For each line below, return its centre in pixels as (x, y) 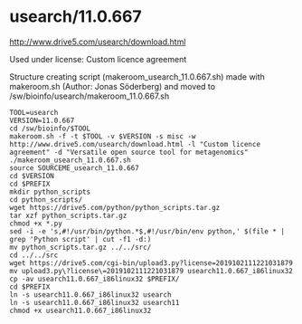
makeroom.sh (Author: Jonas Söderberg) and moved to (112, 86)
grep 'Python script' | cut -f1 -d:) (80, 239)
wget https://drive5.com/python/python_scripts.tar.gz (115, 207)
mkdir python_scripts (50, 192)
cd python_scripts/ (46, 200)
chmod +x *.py (36, 224)
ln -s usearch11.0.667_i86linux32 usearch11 (94, 302)
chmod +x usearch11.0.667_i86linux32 (80, 310)
